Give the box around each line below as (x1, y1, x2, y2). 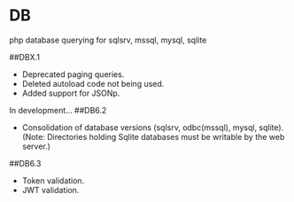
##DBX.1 (9, 51, 41, 62)
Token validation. (21, 175, 85, 186)
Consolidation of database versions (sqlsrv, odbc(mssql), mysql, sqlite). (21, 121, 284, 133)
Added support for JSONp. (21, 88, 120, 98)
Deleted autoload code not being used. (21, 78, 165, 89)
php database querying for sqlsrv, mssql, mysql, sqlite (9, 35, 207, 45)
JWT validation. (21, 184, 80, 195)
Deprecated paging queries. (21, 68, 125, 80)
